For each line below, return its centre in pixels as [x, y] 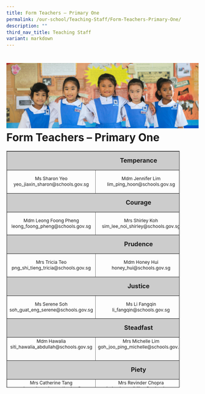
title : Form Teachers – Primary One [53, 13]
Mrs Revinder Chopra [141, 383]
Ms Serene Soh [51, 304]
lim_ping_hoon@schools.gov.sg [141, 184]
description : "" [27, 26]
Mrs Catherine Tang [51, 383]
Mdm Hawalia [51, 341]
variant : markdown [30, 39]
